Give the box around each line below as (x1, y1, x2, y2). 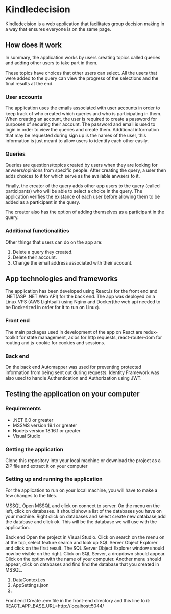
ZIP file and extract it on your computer (5, 463, 88, 469)
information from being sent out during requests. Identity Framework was (5, 369, 160, 376)
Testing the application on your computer (5, 390, 140, 399)
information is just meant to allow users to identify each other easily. (5, 138, 149, 144)
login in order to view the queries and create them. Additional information (5, 127, 159, 133)
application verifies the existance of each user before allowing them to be (5, 193, 160, 200)
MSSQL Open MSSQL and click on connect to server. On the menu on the (5, 502, 160, 509)
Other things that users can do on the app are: (5, 239, 103, 245)
